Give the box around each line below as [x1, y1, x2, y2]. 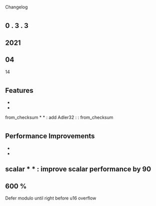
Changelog [5, 4, 28, 10]
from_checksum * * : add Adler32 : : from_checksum [5, 114, 113, 121]
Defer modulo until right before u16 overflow [5, 195, 96, 201]
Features [5, 86, 33, 95]
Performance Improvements [5, 132, 95, 141]
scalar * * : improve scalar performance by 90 [5, 165, 151, 174]
